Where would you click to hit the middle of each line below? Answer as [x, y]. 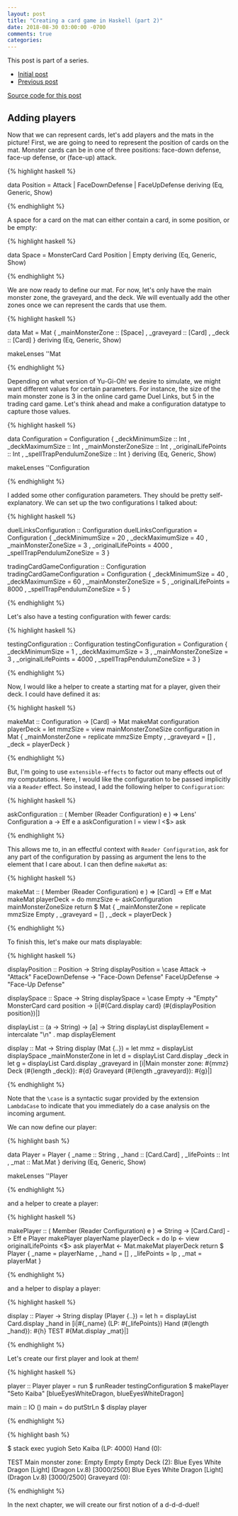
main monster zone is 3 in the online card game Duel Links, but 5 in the [111, 396]
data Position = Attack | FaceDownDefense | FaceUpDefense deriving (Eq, [116, 184]
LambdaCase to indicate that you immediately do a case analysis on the [109, 1105]
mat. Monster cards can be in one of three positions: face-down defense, [114, 150]
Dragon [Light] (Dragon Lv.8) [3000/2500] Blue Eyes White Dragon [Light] [115, 1469]
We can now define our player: [52, 1127]
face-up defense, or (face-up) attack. [62, 157]
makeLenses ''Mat [34, 353]
